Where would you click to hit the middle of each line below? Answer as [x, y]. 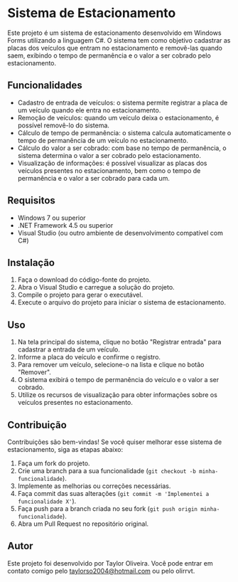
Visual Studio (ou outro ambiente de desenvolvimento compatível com [120, 233]
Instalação [31, 262]
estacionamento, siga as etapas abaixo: [65, 449]
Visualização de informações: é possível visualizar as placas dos [112, 163]
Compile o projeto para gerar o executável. [80, 295]
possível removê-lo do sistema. [64, 125]
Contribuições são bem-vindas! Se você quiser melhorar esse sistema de [115, 442]
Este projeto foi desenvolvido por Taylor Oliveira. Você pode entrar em [110, 563]
